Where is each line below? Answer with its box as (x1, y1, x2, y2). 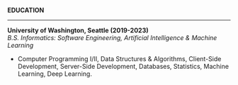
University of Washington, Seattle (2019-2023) (7, 26, 149, 34)
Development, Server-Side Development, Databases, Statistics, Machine (17, 63, 229, 70)
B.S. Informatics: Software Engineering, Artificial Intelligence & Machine (7, 34, 217, 41)
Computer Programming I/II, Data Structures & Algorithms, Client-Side (17, 55, 222, 63)
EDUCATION (7, 6, 45, 14)
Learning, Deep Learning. (17, 70, 92, 78)
